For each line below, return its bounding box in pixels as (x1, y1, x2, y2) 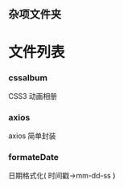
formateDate (8, 152, 59, 163)
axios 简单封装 (8, 131, 56, 141)
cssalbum (8, 72, 48, 83)
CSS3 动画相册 (8, 91, 58, 100)
